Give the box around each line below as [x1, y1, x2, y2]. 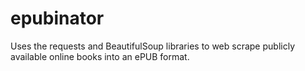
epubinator [10, 7, 105, 30]
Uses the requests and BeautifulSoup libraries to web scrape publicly [10, 40, 295, 52]
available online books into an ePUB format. [10, 50, 190, 62]
